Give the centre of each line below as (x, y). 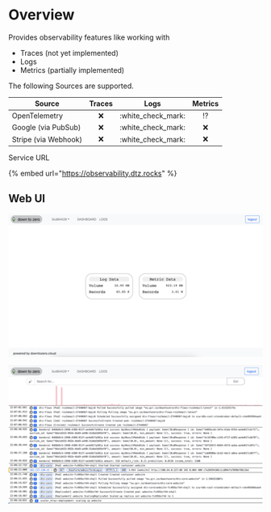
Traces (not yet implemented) (69, 53)
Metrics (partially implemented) (72, 70)
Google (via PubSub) (46, 128)
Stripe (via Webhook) (47, 139)
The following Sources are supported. (71, 86)
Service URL (29, 157)
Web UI (27, 199)
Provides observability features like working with (89, 37)
